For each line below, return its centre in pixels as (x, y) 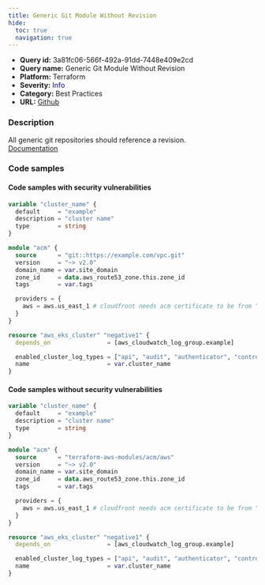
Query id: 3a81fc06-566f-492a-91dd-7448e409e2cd (106, 60)
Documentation (33, 148)
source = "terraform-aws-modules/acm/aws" (95, 457)
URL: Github (39, 102)
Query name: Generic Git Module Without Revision (102, 69)
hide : (17, 23)
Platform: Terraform (52, 77)
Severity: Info (42, 85)
